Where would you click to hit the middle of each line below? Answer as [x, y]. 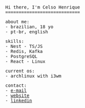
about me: [17, 22]
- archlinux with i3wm [33, 76]
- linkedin [19, 101]
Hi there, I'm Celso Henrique [43, 7]
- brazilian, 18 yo [29, 27]
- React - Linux [25, 61]
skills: [15, 41]
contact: [16, 86]
